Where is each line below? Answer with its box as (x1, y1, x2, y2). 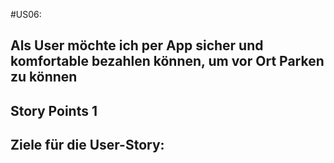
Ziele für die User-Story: (10, 137, 165, 154)
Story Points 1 (10, 102, 98, 119)
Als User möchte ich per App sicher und (10, 37, 264, 54)
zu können (10, 69, 78, 86)
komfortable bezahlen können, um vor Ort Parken (10, 53, 325, 70)
